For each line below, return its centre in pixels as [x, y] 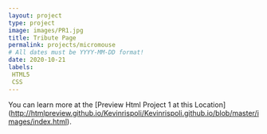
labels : [21, 67]
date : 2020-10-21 [37, 60]
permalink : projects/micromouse [62, 45]
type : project [32, 23]
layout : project [35, 15]
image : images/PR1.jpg [46, 30]
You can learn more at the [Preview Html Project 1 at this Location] [117, 105]
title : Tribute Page [43, 38]
